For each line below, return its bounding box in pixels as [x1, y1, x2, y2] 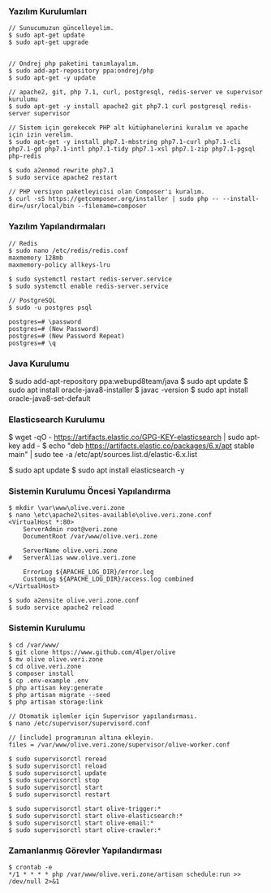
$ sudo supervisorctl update [8, 769, 107, 778]
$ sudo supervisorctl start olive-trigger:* [8, 804, 161, 812]
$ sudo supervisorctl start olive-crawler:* [8, 825, 161, 834]
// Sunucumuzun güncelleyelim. [8, 24, 114, 33]
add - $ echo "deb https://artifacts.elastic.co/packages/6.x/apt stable [22, 441, 255, 451]
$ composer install [8, 669, 75, 677]
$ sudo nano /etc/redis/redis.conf [8, 246, 129, 255]
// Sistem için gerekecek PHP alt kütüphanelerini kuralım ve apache [8, 124, 249, 132]
